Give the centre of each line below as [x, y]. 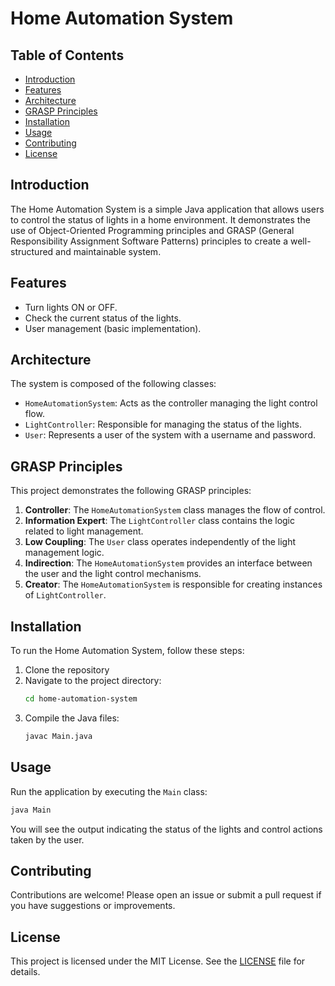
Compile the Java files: [72, 718]
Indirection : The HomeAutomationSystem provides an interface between [168, 563]
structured [32, 251]
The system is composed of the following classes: [113, 384]
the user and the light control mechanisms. [113, 574]
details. [25, 972]
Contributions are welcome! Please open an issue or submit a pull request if [166, 895]
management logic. [64, 553]
